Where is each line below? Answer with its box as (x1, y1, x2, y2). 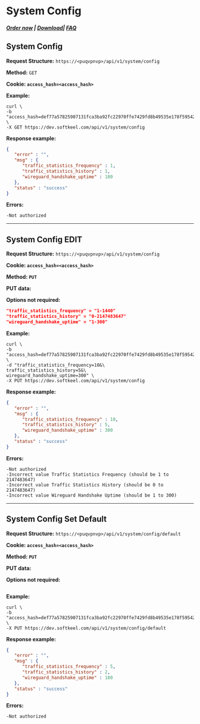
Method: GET (6, 68, 37, 76)
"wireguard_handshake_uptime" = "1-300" (6, 319, 108, 325)
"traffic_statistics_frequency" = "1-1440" (6, 308, 116, 314)
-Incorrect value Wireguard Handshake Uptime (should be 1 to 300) (6, 492, 177, 498)
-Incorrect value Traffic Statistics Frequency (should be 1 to (6, 472, 169, 478)
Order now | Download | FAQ (6, 24, 77, 31)
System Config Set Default (6, 514, 107, 525)
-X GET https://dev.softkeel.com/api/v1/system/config (6, 124, 145, 130)
